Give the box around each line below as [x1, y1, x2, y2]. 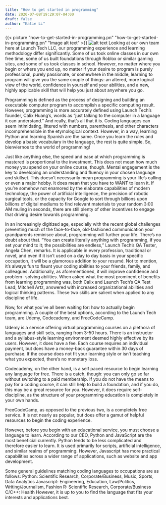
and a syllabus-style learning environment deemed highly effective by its [5, 335, 154, 341]
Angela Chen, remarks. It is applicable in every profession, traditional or [5, 248, 152, 253]
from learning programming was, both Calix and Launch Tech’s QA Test [5, 279, 151, 285]
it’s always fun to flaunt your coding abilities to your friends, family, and [5, 263, 151, 269]
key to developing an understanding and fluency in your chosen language [5, 169, 156, 176]
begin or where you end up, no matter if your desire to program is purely [5, 66, 153, 72]
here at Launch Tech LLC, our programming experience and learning [5, 45, 145, 51]
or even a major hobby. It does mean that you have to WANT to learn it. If [5, 180, 154, 186]
